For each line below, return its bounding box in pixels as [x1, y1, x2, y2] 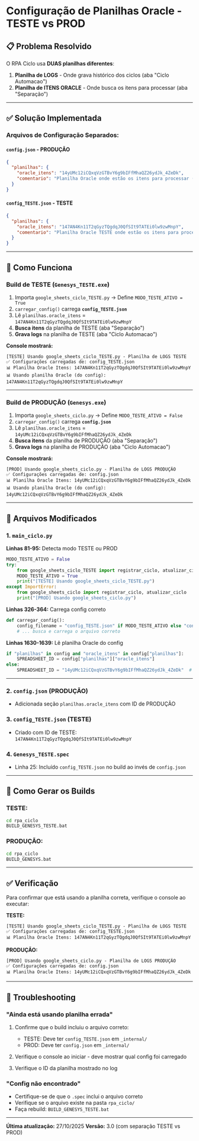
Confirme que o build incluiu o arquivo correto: [14, 1023, 129, 1030]
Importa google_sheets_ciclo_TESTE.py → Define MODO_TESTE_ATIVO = [14, 293, 183, 301]
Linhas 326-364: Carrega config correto [6, 606, 106, 613]
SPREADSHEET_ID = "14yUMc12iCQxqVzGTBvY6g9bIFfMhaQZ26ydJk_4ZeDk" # [17, 667, 192, 673]
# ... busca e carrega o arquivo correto [17, 628, 120, 634]
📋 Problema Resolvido [6, 41, 92, 51]
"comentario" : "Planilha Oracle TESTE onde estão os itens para [17, 229, 179, 236]
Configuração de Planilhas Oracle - [6, 4, 182, 18]
